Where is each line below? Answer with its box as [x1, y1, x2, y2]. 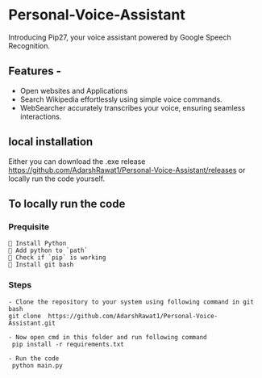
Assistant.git [8, 319, 56, 327]
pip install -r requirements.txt [11, 340, 125, 348]
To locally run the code [8, 196, 126, 211]
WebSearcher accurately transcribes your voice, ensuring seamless [19, 103, 246, 112]
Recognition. [8, 40, 51, 50]
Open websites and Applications [19, 86, 128, 95]
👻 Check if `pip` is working [8, 254, 106, 262]
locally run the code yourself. [8, 174, 106, 183]
